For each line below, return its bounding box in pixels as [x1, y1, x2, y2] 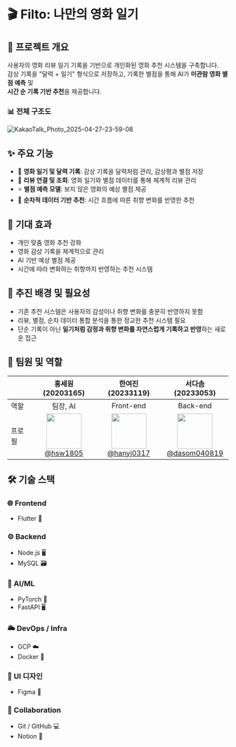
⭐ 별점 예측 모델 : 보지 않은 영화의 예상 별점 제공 [17, 185, 147, 193]
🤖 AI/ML [7, 579, 35, 589]
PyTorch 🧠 [17, 595, 48, 603]
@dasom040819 [166, 448, 223, 457]
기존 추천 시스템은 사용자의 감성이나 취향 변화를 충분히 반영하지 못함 [17, 307, 204, 316]
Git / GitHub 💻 [17, 722, 60, 730]
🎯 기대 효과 [7, 219, 53, 230]
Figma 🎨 [17, 688, 42, 696]
